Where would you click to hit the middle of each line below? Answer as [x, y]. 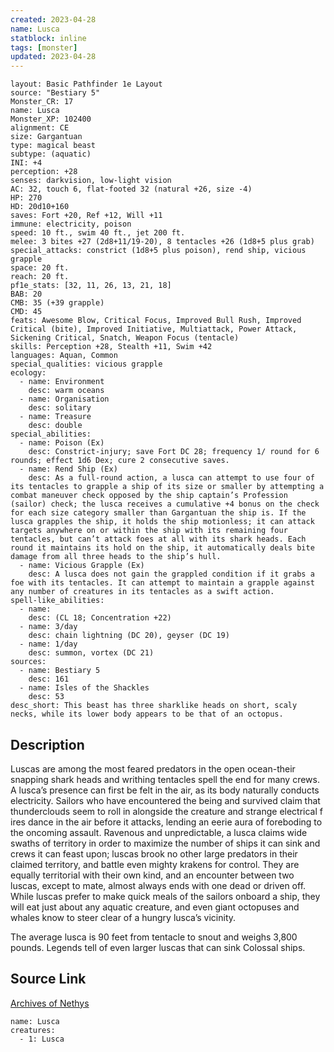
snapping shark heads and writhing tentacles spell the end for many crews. [165, 779]
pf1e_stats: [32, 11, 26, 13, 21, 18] [91, 286]
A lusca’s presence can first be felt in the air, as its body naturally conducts [165, 790]
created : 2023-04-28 [53, 19]
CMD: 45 [26, 312]
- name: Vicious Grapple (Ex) [82, 566]
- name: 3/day [48, 627]
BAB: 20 [26, 294]
